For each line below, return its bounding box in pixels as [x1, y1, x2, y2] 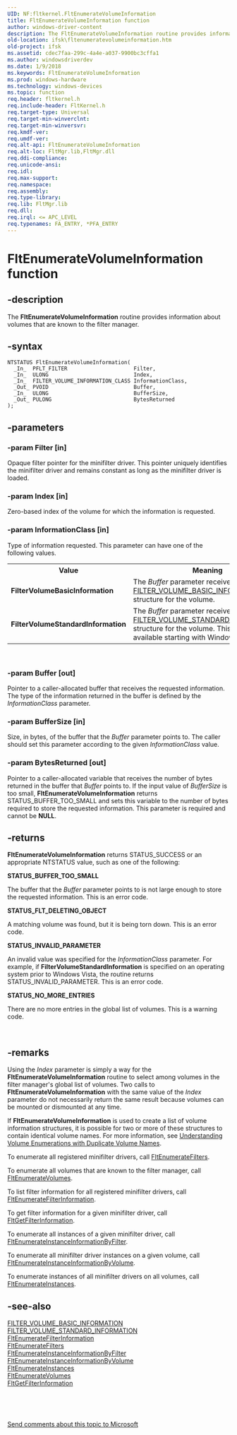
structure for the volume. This [133, 623, 231, 633]
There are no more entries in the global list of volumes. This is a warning [7, 1005, 217, 1014]
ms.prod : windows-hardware [7, 76, 87, 83]
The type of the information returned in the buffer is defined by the [7, 692, 202, 700]
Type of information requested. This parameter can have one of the [7, 541, 203, 549]
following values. [7, 548, 56, 557]
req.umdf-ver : [7, 135, 49, 142]
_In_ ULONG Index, [13, 371, 153, 378]
